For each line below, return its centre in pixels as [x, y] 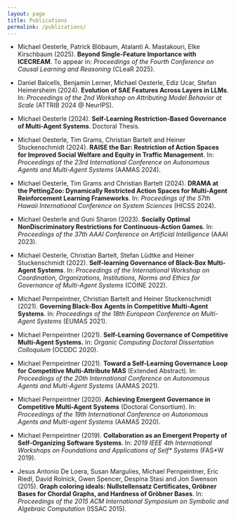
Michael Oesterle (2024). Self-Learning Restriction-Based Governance [122, 119]
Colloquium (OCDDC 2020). [58, 350]
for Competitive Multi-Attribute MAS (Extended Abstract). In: [107, 371]
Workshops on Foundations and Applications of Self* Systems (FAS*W [120, 450]
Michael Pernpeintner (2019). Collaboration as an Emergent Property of [122, 436]
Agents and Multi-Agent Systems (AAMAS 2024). [89, 170]
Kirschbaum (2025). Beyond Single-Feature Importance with [107, 54]
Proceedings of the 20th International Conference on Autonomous [113, 378]
